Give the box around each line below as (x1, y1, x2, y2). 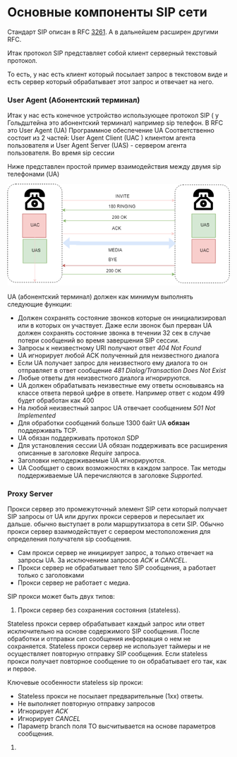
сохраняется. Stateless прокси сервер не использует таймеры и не (7, 642, 210, 650)
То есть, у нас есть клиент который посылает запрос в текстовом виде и (7, 70, 228, 78)
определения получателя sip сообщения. (7, 535, 132, 544)
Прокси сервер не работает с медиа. (17, 578, 130, 587)
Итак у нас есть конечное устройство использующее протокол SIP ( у (7, 111, 219, 120)
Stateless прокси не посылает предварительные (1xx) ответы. (17, 692, 205, 701)
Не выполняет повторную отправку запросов (17, 700, 155, 708)
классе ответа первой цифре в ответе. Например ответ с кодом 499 (17, 388, 225, 397)
